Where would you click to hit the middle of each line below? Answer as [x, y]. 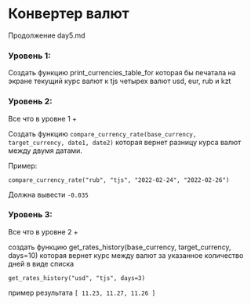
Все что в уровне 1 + [42, 118]
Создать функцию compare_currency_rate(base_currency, [102, 133]
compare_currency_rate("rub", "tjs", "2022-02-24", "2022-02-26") [119, 180]
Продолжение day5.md [47, 35]
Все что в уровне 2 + [43, 231]
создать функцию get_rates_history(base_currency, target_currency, [120, 247]
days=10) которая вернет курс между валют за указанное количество [126, 255]
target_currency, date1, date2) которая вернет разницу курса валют [125, 142]
